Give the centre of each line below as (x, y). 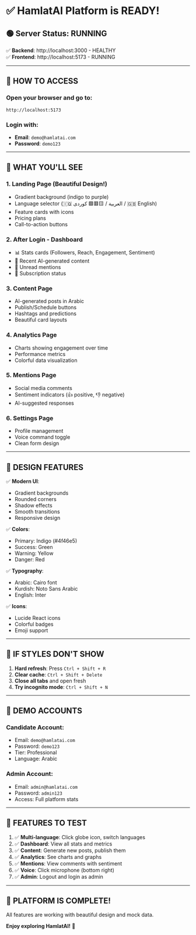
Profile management (39, 431)
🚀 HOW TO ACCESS (42, 81)
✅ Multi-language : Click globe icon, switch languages (80, 837)
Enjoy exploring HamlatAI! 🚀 (41, 926)
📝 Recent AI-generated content (52, 261)
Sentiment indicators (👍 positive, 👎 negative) (69, 394)
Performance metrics (40, 354)
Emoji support (31, 630)
